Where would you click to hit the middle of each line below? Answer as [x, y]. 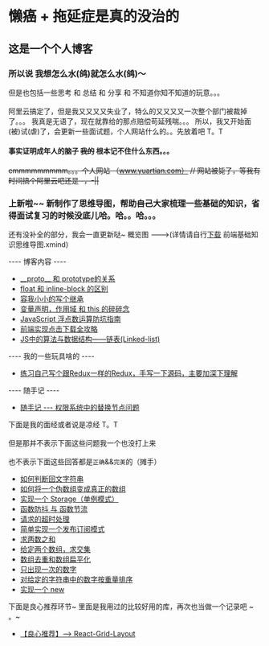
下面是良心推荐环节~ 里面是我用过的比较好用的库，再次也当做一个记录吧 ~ [131, 607]
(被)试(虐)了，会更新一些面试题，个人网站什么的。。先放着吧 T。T [116, 131]
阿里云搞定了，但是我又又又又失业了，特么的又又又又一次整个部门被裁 [124, 111]
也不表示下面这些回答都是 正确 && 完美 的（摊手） [85, 462]
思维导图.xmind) [42, 245]
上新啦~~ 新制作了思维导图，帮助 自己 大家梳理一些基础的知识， [130, 204]
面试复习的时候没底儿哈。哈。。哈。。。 [88, 216]
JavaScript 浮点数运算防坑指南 [70, 319]
